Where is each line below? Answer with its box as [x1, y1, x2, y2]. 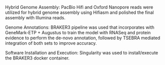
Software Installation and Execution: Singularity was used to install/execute [5, 50, 159, 56]
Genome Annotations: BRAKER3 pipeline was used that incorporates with [5, 24, 155, 30]
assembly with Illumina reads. [5, 15, 66, 20]
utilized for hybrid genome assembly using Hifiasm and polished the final [5, 9, 154, 15]
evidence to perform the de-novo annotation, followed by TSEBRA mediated [5, 35, 161, 41]
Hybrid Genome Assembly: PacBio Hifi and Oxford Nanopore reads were [5, 4, 154, 10]
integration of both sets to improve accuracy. [5, 40, 97, 46]
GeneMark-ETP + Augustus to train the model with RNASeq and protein [5, 30, 151, 35]
